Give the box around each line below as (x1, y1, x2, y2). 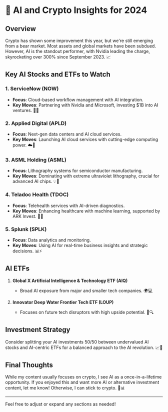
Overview (5, 24, 36, 33)
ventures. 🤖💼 (12, 107, 39, 113)
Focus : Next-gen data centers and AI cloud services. (12, 131, 121, 137)
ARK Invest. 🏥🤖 (12, 213, 43, 219)
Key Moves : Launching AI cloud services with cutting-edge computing (12, 136, 158, 142)
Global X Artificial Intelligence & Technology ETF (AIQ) (12, 277, 128, 283)
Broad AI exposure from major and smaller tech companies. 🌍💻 (19, 287, 153, 293)
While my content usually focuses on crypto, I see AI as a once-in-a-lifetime (5, 374, 162, 380)
